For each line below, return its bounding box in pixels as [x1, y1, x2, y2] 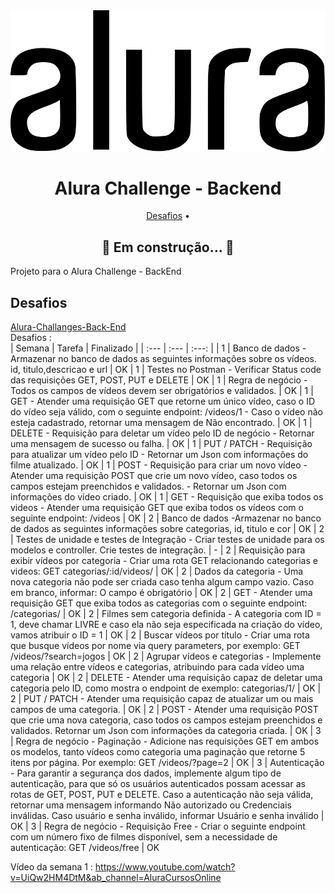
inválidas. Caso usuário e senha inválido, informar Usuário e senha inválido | [10, 810, 325, 822]
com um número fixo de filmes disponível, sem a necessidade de [10, 831, 278, 843]
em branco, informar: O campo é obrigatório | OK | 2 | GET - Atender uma [10, 587, 313, 599]
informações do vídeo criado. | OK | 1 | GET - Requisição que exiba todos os [10, 491, 324, 503]
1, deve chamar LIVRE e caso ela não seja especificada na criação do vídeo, [10, 619, 323, 631]
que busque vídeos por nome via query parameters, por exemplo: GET [10, 640, 301, 652]
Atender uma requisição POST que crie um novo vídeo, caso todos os [10, 470, 298, 482]
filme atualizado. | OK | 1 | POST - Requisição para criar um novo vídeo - [10, 459, 308, 471]
